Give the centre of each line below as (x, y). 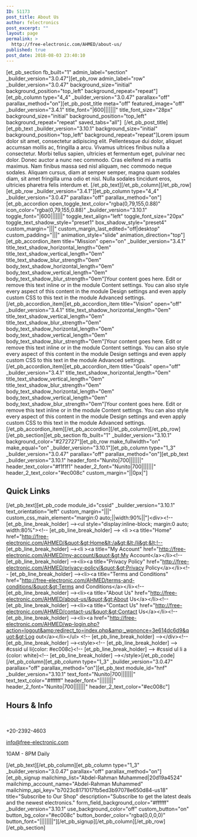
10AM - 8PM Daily (28, 754)
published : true (26, 50)
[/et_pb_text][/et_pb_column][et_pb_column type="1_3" (73, 765)
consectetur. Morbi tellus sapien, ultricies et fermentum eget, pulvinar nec (96, 153)
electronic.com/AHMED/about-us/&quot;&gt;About (67, 599)
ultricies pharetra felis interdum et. (48, 185)
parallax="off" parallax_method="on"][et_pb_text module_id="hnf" (87, 668)
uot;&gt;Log (20, 637)
